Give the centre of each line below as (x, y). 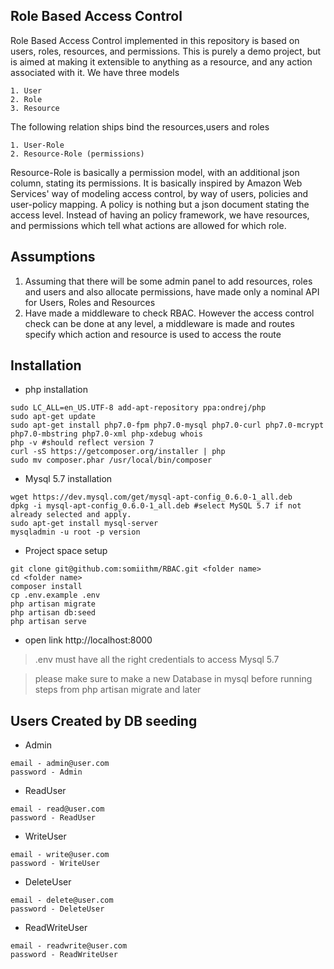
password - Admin (46, 772)
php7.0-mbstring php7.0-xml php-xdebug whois (106, 434)
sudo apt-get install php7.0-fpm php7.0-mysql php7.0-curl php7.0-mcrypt (167, 425)
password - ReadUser (53, 818)
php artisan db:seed (53, 613)
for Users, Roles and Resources (90, 302)
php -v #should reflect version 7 (82, 443)
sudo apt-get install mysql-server (84, 524)
